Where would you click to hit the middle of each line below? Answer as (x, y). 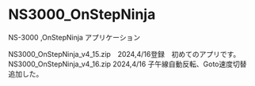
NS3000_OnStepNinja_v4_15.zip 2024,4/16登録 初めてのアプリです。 (123, 54)
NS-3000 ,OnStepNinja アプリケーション (74, 37)
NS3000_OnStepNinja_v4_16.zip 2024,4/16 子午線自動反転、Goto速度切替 (127, 64)
